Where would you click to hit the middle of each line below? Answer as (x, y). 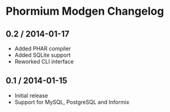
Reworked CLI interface (44, 62)
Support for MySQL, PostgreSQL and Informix (72, 102)
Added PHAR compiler (43, 48)
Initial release (31, 95)
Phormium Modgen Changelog (85, 11)
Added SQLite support (43, 55)
